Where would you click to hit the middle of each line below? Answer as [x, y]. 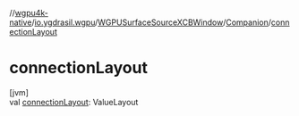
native [21, 22]
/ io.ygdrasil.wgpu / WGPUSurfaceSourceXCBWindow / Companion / [151, 22]
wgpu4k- [32, 13]
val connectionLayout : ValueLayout [74, 102]
